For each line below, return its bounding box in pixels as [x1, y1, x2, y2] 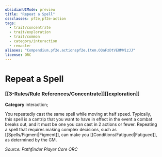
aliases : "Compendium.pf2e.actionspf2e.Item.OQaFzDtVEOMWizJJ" [5, 48, 136, 52]
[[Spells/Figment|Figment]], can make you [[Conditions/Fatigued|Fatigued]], [5, 132, 157, 138]
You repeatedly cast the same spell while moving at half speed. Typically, [5, 111, 151, 117]
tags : [5, 20, 16, 26]
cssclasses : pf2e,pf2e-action [5, 16, 66, 21]
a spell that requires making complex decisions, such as [5, 126, 117, 132]
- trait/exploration [9, 30, 51, 35]
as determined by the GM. [5, 137, 57, 142]
